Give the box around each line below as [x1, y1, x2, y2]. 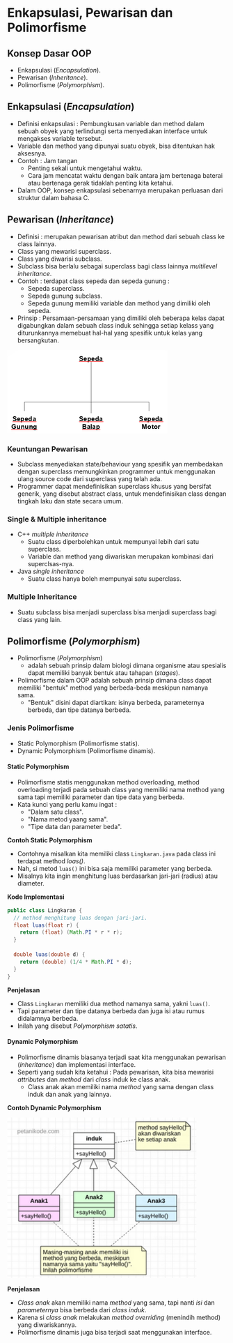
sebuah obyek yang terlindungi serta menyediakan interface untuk [17, 127, 208, 135]
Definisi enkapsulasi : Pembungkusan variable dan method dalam [17, 119, 204, 128]
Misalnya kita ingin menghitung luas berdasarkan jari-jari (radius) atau [17, 872, 218, 880]
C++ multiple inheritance [17, 530, 89, 538]
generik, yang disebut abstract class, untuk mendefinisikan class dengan [17, 490, 227, 498]
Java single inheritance [17, 567, 85, 576]
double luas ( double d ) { [13, 951, 86, 958]
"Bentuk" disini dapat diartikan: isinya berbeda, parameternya [27, 699, 204, 707]
